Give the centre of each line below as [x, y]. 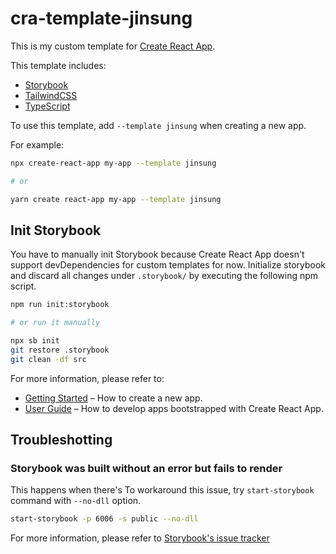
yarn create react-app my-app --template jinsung [116, 199]
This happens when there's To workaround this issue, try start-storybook [162, 490]
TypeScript [47, 106]
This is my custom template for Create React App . [113, 46]
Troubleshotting [61, 440]
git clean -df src [48, 359]
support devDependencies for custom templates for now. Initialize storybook [168, 265]
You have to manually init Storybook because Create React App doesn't [157, 254]
